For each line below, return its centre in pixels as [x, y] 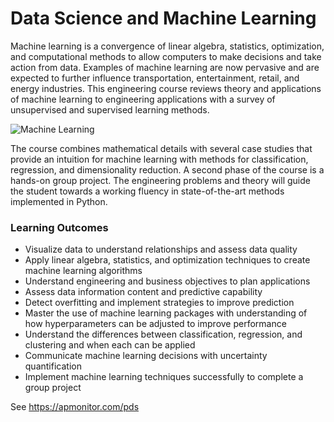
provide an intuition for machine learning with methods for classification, [159, 159]
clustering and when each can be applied [110, 345]
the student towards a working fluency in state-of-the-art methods [147, 191]
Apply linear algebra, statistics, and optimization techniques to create [167, 260]
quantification [53, 366]
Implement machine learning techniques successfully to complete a [164, 377]
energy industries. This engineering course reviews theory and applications [166, 88]
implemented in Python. [59, 201]
